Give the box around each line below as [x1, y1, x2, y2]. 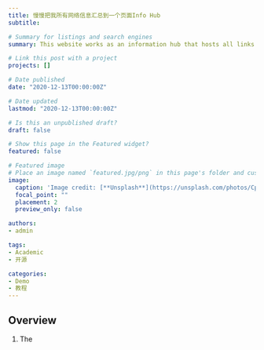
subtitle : [8, 19, 41, 27]
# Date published [8, 76, 65, 84]
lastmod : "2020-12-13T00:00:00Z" [8, 104, 118, 112]
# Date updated [8, 97, 58, 105]
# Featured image [8, 162, 65, 170]
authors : [8, 220, 37, 228]
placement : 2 [15, 198, 58, 206]
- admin [8, 227, 34, 235]
